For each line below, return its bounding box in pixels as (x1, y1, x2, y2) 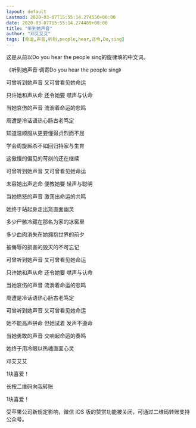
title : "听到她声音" (6, 25, 52, 32)
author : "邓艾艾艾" (6, 31, 51, 37)
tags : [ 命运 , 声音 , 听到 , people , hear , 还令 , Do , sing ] (6, 36, 125, 42)
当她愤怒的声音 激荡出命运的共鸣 (6, 193, 86, 200)
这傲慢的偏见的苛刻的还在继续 (6, 155, 79, 162)
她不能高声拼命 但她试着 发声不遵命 (6, 320, 93, 327)
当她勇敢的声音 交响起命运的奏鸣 (6, 332, 86, 339)
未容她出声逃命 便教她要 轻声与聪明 (6, 180, 93, 187)
